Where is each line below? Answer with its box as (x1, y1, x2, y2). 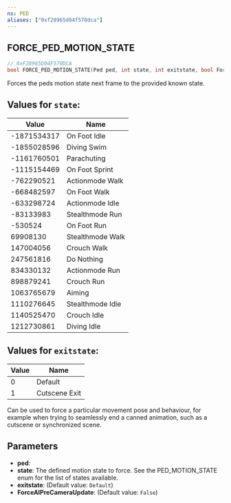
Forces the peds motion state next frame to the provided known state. (7, 79, 205, 88)
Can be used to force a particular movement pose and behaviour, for (7, 406, 201, 414)
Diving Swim (66, 142, 107, 152)
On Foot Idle (66, 131, 106, 141)
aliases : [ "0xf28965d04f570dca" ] (7, 17, 103, 23)
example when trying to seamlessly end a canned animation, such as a (7, 413, 208, 421)
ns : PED (7, 10, 30, 17)
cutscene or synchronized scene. (7, 420, 102, 429)
